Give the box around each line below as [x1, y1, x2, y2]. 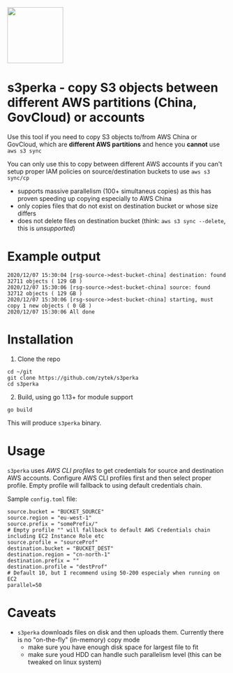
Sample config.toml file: [7, 495, 78, 503]
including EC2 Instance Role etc [7, 532, 105, 539]
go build [7, 406, 33, 413]
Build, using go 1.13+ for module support [17, 392, 134, 401]
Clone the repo [17, 355, 61, 363]
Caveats [7, 604, 57, 621]
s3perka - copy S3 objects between [7, 80, 218, 96]
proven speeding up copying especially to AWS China [17, 194, 172, 202]
